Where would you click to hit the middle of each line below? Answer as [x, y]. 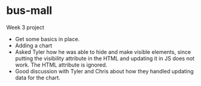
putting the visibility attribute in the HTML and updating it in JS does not [105, 58]
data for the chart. [38, 78]
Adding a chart [34, 45]
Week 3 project [25, 27]
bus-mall [29, 11]
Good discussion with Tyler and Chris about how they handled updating [104, 71]
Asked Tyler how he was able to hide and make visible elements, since [103, 51]
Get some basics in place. [47, 39]
